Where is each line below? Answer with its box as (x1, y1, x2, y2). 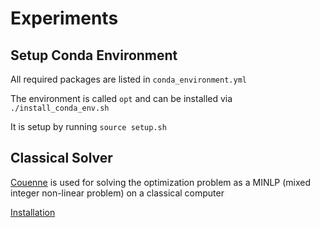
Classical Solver (10, 150, 113, 167)
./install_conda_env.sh (10, 103, 110, 113)
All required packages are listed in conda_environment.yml (10, 73, 247, 85)
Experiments (10, 7, 119, 30)
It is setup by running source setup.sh (10, 121, 167, 132)
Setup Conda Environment (10, 47, 178, 64)
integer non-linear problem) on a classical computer (10, 187, 225, 199)
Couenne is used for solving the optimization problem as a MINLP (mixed (10, 176, 312, 188)
